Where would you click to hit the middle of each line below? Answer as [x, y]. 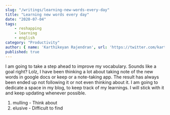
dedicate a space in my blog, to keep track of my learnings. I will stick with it [85, 87]
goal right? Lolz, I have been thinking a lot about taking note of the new [79, 71]
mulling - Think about [35, 102]
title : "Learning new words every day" [47, 15]
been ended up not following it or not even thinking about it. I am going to [82, 82]
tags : [11, 24]
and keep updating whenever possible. [46, 93]
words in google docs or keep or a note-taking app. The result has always [82, 77]
